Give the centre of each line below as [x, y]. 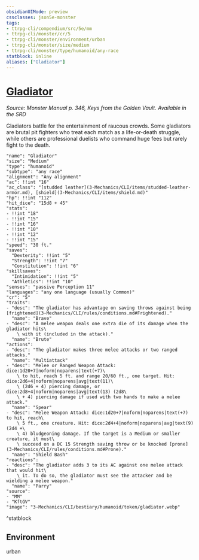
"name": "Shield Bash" [40, 455]
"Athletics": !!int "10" [42, 282]
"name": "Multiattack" [40, 361]
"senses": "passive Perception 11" [50, 287]
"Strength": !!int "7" [40, 261]
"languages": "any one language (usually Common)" [71, 292]
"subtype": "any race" [34, 172]
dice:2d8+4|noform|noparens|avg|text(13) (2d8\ [67, 392]
